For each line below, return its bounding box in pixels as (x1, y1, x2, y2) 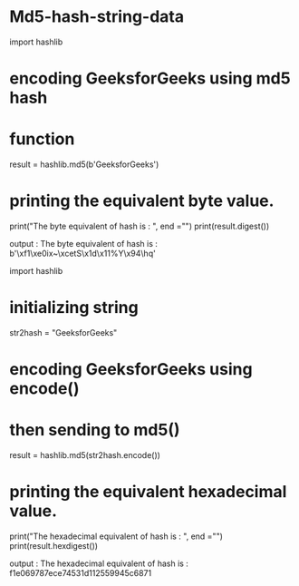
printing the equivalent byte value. (9, 190, 275, 211)
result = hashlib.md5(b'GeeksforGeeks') (9, 159, 159, 170)
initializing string (9, 298, 139, 318)
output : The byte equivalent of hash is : (9, 239, 159, 249)
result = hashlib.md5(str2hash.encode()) (9, 450, 161, 461)
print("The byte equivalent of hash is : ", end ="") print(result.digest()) (9, 220, 270, 231)
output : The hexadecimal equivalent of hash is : (9, 558, 188, 569)
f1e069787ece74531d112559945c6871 (9, 568, 152, 578)
